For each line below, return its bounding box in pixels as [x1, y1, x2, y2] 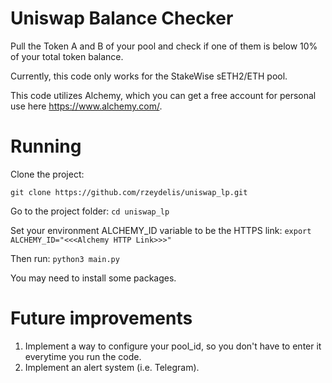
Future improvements [10, 307, 193, 330]
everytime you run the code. [24, 350, 142, 362]
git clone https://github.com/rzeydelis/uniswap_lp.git [10, 187, 248, 197]
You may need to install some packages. [10, 272, 177, 284]
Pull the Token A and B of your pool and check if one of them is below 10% [10, 40, 318, 52]
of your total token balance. [10, 50, 124, 62]
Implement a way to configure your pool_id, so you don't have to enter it [24, 340, 322, 352]
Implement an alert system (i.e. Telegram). [24, 361, 200, 373]
